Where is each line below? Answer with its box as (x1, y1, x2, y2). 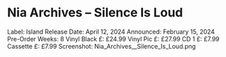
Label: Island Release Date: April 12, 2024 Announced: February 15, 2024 (7, 27, 216, 36)
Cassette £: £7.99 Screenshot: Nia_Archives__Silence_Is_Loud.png (7, 42, 196, 50)
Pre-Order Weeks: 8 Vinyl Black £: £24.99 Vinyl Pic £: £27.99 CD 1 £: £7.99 (7, 34, 220, 43)
